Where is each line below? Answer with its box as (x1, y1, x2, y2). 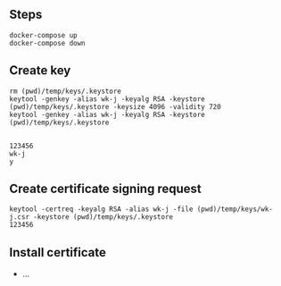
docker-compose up (9, 30, 78, 39)
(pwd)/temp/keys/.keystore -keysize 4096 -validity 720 (9, 102, 221, 111)
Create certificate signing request (9, 181, 202, 197)
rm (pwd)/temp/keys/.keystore (9, 87, 122, 96)
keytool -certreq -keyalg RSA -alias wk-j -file (9, 205, 194, 214)
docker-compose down (9, 38, 87, 47)
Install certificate (9, 245, 107, 260)
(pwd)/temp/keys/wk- (196, 205, 274, 214)
